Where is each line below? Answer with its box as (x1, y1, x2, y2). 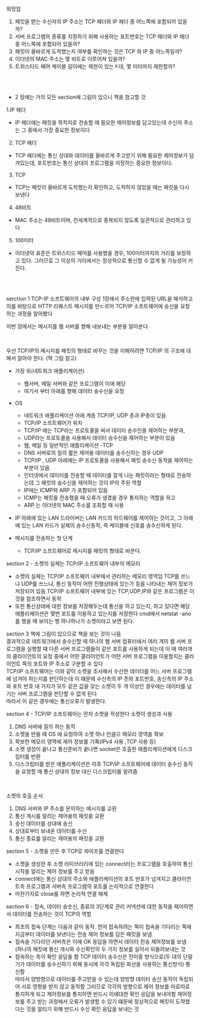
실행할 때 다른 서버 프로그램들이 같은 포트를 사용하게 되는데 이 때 (26, 645, 177, 652)
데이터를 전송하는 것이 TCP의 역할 (12, 910, 91, 917)
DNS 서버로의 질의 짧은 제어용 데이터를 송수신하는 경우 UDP (23, 449, 164, 456)
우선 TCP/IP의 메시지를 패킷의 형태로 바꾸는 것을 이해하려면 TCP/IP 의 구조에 (6, 347, 185, 354)
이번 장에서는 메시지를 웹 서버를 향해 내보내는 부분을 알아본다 (6, 323, 148, 330)
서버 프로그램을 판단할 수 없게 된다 (17, 690, 97, 697)
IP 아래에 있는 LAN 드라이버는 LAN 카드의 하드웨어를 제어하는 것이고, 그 (14, 514, 183, 521)
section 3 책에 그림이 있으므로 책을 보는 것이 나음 (6, 630, 121, 637)
